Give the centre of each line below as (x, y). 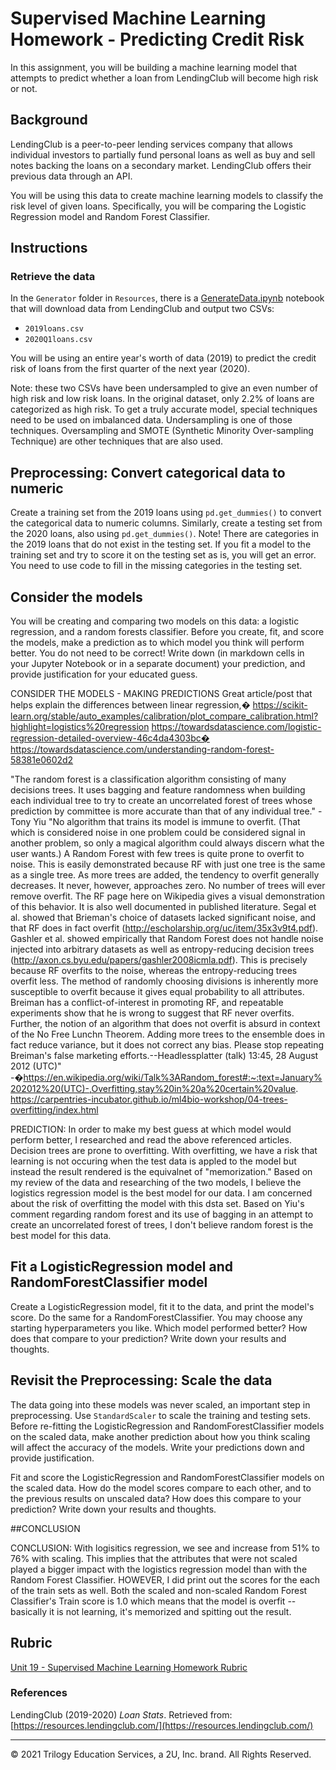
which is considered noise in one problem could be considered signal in (158, 833)
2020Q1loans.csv (58, 340)
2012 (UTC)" (36, 1066)
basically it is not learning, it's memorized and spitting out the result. (151, 1611)
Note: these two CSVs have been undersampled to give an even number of (164, 388)
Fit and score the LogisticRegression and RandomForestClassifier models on (167, 1477)
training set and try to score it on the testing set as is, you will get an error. (163, 555)
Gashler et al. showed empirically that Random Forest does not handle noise (167, 939)
